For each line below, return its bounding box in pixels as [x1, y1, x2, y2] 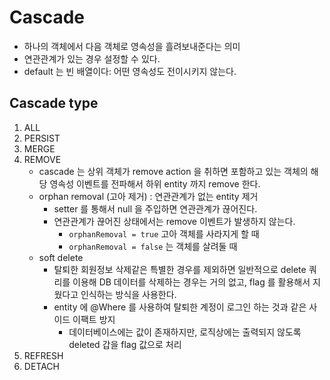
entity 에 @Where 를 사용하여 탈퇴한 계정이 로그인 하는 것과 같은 [53, 301, 307, 313]
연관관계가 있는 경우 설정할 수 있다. [23, 52, 161, 65]
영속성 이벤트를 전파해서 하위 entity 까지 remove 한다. [49, 177, 261, 190]
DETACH [23, 360, 60, 372]
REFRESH [23, 349, 64, 361]
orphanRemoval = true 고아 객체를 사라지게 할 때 [68, 227, 260, 240]
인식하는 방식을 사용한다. [80, 288, 177, 300]
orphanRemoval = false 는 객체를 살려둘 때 [68, 240, 238, 252]
